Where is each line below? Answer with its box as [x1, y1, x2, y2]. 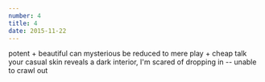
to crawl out [8, 66, 48, 76]
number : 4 [8, 11, 42, 20]
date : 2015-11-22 [8, 27, 67, 35]
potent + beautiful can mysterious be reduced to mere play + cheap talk [8, 49, 247, 59]
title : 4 [8, 19, 38, 27]
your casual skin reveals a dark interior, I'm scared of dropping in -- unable [8, 57, 257, 67]
